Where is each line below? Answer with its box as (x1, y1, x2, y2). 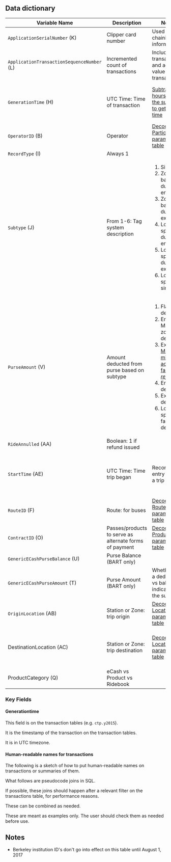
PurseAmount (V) (8, 363, 46, 370)
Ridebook (106, 680, 130, 687)
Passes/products (106, 524, 148, 531)
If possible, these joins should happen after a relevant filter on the (5, 788, 144, 794)
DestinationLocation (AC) (8, 643, 69, 651)
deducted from (106, 360, 142, 367)
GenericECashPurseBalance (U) (8, 555, 80, 562)
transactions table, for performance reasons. (5, 793, 99, 799)
